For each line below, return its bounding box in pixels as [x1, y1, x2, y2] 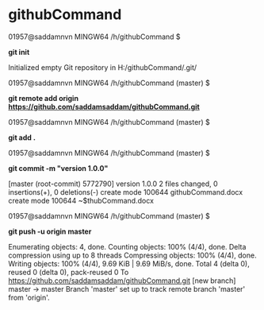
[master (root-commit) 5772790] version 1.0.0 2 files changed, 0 [8, 179, 218, 188]
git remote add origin [8, 93, 79, 103]
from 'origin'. [8, 293, 50, 302]
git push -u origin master [8, 227, 92, 236]
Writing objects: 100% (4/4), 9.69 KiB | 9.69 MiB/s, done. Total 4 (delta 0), [8, 258, 250, 268]
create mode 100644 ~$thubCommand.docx [8, 196, 155, 205]
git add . [8, 133, 36, 142]
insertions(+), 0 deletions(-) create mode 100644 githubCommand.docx [8, 187, 243, 196]
